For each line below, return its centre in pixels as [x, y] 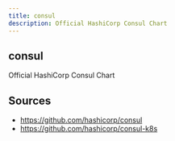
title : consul [32, 16]
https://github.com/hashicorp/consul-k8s [89, 129]
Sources [30, 100]
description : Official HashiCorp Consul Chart [88, 23]
